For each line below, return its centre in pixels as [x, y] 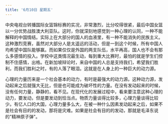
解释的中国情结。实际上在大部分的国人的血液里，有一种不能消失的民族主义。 [84, 37]
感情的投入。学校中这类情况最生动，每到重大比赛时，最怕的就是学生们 [86, 56]
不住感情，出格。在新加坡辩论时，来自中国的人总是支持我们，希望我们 [81, 62]
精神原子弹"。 [26, 116]
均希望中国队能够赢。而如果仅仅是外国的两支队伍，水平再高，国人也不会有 [82, 49]
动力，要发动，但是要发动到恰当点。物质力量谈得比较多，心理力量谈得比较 [82, 97]
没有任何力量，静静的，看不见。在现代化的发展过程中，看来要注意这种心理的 [84, 91]
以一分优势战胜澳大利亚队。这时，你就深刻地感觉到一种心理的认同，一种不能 [84, 31]
